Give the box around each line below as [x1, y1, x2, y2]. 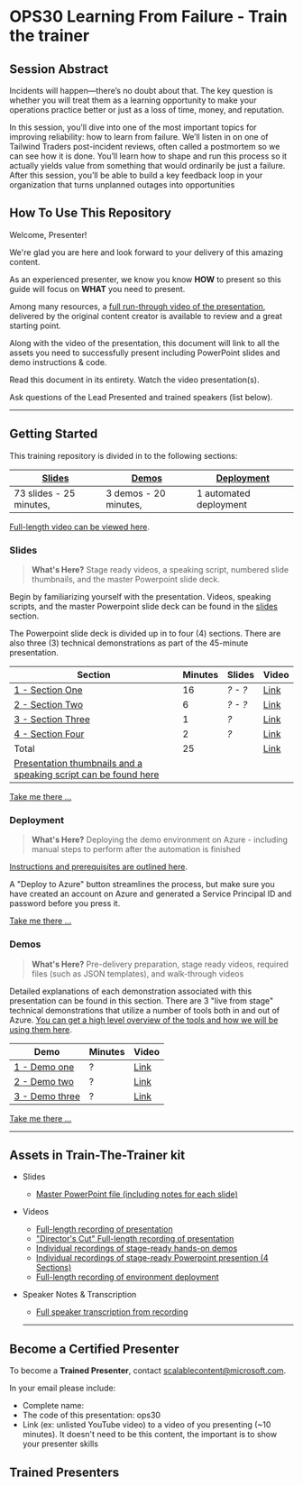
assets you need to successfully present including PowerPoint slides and [9, 347, 280, 358]
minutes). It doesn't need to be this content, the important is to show [22, 1429, 278, 1440]
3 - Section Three [14, 712, 90, 725]
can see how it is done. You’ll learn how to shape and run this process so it [9, 151, 287, 161]
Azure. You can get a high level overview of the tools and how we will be [9, 1014, 279, 1025]
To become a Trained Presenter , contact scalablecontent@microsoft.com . [9, 1365, 287, 1376]
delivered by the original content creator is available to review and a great [9, 310, 282, 321]
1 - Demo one [14, 1060, 75, 1073]
